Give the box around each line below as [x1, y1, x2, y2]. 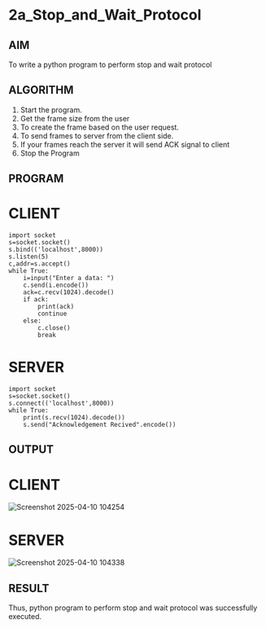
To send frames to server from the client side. [20, 130, 174, 140]
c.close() [37, 324, 71, 332]
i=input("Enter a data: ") [23, 274, 115, 283]
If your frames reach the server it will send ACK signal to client [20, 139, 230, 149]
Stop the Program [20, 148, 80, 158]
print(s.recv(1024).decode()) [23, 414, 126, 422]
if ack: [23, 296, 49, 304]
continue [37, 310, 68, 318]
